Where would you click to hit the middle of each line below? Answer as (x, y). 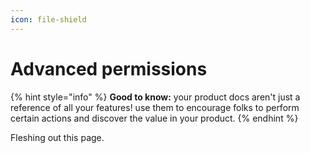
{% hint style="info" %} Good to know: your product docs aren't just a (155, 97)
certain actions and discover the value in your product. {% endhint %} (154, 118)
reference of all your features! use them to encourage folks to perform (155, 107)
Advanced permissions (109, 68)
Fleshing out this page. (57, 137)
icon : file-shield (48, 19)
